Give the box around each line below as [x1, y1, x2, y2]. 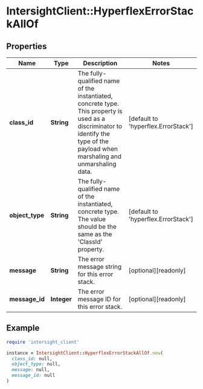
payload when [77, 145, 118, 153]
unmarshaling [77, 160, 117, 168]
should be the [77, 222, 117, 231]
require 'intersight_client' [6, 339, 80, 345]
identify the [77, 130, 110, 138]
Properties [6, 41, 47, 51]
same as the [77, 230, 112, 238]
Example [6, 323, 40, 333]
